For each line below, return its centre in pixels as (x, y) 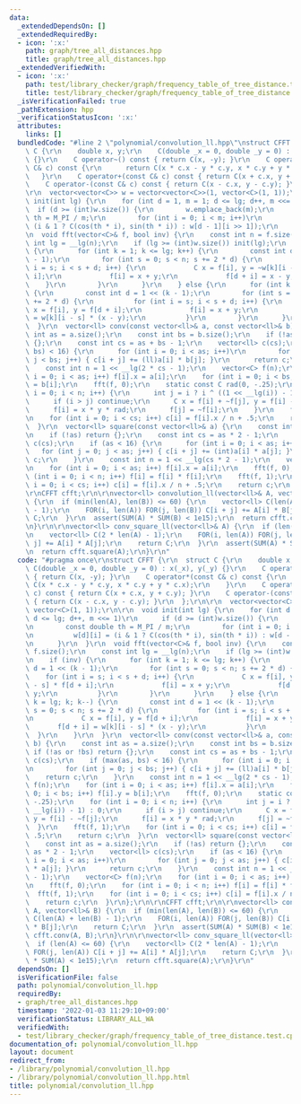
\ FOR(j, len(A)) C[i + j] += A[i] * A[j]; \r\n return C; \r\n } (156, 952)
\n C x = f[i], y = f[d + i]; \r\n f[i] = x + (156, 719)
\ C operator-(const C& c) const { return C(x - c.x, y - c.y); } (158, 185)
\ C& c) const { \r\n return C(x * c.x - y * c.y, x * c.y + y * (158, 168)
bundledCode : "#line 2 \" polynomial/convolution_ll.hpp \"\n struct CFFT (154, 143)
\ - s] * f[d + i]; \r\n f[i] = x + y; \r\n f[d (158, 685)
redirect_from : (38, 1061)
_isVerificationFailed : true (72, 101)
